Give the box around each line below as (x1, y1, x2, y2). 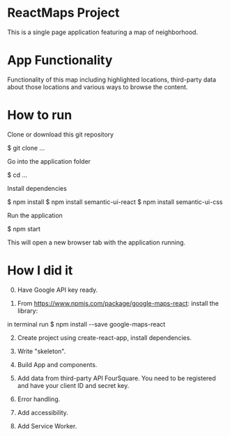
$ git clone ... (7, 143, 45, 152)
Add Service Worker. (17, 421, 77, 430)
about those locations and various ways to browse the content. (7, 82, 188, 91)
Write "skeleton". (17, 347, 66, 355)
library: (17, 306, 38, 315)
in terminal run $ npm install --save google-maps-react (7, 320, 166, 328)
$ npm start (7, 224, 40, 233)
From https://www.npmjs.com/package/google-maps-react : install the (17, 299, 220, 307)
